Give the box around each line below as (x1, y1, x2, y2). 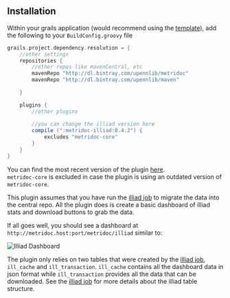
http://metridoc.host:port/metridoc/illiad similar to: (7, 228, 163, 237)
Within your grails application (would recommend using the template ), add (7, 23, 217, 32)
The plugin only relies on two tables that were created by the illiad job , (7, 255, 206, 264)
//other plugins (32, 108, 78, 115)
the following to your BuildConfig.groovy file (7, 31, 133, 39)
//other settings (19, 51, 69, 58)
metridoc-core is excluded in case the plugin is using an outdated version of (7, 172, 222, 181)
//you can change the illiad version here (32, 120, 155, 128)
